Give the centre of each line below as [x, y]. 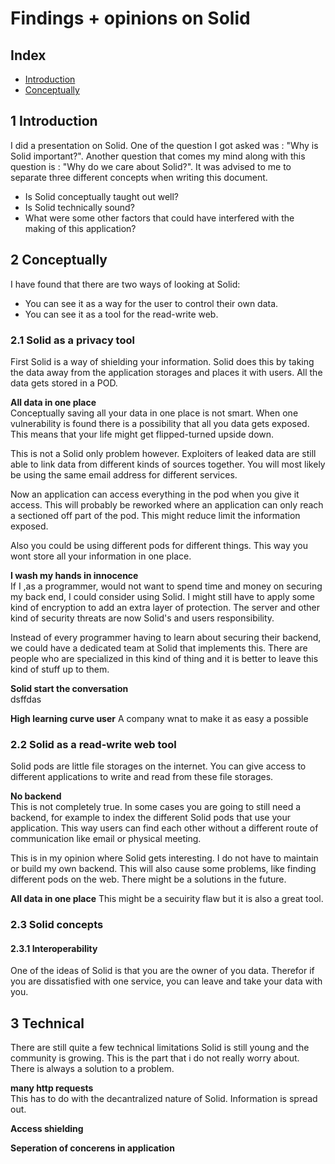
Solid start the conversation [69, 688]
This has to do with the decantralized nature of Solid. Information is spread [164, 1099]
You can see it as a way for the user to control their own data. [151, 303]
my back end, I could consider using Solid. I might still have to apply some [162, 596]
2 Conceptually [59, 260]
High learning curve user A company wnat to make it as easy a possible [159, 718]
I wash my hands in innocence [74, 575]
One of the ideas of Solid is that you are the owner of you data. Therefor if [162, 971]
